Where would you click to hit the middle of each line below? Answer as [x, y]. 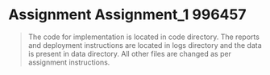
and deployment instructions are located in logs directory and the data [145, 45]
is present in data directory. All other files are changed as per [130, 53]
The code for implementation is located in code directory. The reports [144, 37]
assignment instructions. [69, 62]
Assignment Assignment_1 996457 [127, 15]
